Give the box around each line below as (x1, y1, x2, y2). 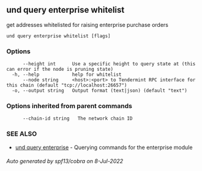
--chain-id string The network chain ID (22, 115, 133, 122)
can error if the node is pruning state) (6, 67, 114, 73)
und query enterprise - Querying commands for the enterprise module (15, 144, 193, 151)
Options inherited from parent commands (6, 102, 133, 111)
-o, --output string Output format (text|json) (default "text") (12, 88, 188, 94)
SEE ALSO (6, 129, 37, 138)
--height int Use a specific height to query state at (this (22, 61, 196, 67)
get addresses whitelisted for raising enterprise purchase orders (6, 21, 168, 28)
